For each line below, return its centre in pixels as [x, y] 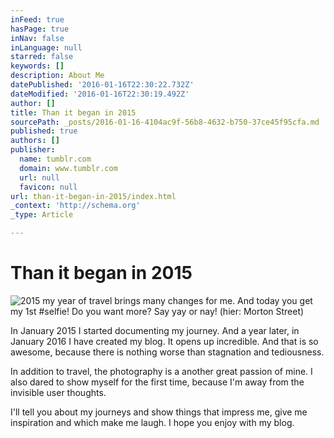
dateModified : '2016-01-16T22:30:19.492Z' [100, 94]
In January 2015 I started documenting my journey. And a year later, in [155, 330]
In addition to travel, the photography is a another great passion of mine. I [161, 371]
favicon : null [48, 187]
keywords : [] [37, 66]
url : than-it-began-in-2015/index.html [93, 196]
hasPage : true [40, 29]
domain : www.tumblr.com [68, 168]
